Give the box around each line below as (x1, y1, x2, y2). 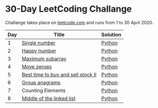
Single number (22, 39, 56, 46)
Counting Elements (22, 87, 66, 94)
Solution (101, 31, 122, 38)
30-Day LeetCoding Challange (5, 3, 132, 15)
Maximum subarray (22, 55, 66, 62)
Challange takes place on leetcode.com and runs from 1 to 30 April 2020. (5, 20, 154, 25)
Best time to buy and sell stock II (22, 71, 97, 78)
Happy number (22, 47, 57, 54)
